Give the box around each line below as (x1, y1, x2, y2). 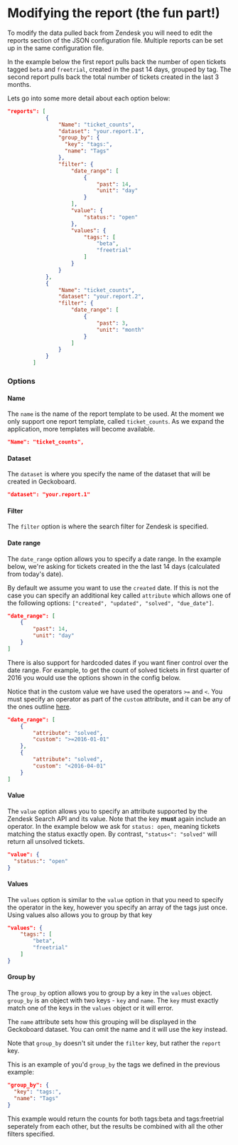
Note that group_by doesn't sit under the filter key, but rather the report (7, 1039, 222, 1047)
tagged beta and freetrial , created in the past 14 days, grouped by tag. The (7, 65, 232, 73)
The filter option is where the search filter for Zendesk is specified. (7, 522, 209, 531)
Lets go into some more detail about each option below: (7, 94, 171, 103)
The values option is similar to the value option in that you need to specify (7, 895, 224, 904)
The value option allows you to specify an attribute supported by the (7, 807, 207, 815)
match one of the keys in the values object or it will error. (7, 1004, 174, 1013)
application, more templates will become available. (7, 425, 155, 434)
